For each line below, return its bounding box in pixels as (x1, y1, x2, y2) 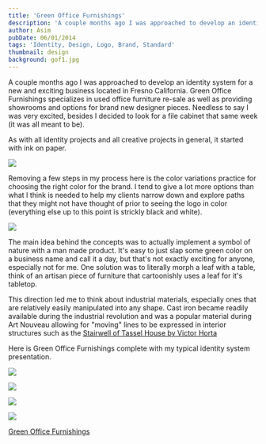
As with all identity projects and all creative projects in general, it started (8, 135, 244, 144)
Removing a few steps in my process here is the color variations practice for (8, 173, 256, 183)
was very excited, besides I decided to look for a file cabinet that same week (8, 111, 258, 120)
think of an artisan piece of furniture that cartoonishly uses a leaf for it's (8, 271, 243, 280)
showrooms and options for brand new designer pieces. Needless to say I (8, 102, 249, 112)
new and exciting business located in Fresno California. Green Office (8, 85, 232, 95)
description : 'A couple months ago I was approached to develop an (8, 19, 236, 27)
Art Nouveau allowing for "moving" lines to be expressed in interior (8, 320, 227, 329)
